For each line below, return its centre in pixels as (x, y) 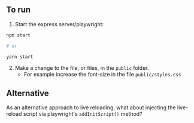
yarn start (20, 57)
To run (19, 10)
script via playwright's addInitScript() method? (83, 114)
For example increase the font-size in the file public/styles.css (102, 75)
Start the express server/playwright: (59, 24)
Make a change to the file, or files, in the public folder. (82, 68)
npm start (19, 35)
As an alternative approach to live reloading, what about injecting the (91, 107)
